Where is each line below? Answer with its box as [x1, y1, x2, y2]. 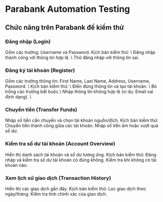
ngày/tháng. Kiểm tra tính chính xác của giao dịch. [5, 191, 107, 197]
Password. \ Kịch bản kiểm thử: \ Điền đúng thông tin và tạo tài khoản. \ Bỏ [5, 83, 157, 90]
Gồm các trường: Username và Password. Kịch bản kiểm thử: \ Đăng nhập [5, 49, 156, 55]
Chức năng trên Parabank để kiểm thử [5, 23, 124, 32]
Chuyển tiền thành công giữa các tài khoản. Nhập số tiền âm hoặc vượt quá [5, 123, 159, 129]
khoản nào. [5, 162, 28, 168]
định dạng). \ [5, 94, 32, 100]
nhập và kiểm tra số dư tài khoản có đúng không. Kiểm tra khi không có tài [5, 157, 157, 163]
